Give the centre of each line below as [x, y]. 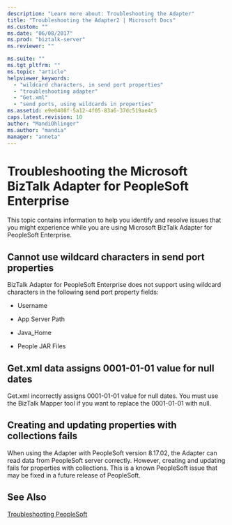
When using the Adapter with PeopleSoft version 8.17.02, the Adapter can [112, 453]
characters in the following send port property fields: [83, 292]
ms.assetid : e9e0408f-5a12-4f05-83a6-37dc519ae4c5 [82, 111]
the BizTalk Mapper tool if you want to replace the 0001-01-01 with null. [109, 403]
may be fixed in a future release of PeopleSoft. [74, 475]
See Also [27, 497]
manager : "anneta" [34, 137]
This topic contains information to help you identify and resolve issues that [114, 220]
